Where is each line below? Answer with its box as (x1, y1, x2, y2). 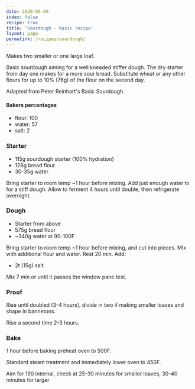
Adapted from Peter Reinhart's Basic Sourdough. (6, 88, 125, 95)
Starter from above (14, 220, 61, 227)
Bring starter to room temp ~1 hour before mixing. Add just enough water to (6, 179, 190, 186)
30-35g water (14, 168, 49, 175)
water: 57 (14, 121, 38, 128)
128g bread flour (14, 161, 56, 168)
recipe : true (6, 20, 38, 25)
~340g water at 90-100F (14, 232, 75, 239)
